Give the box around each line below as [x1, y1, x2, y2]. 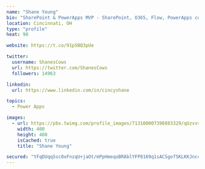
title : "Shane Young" [17, 143, 72, 149]
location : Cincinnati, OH [6, 20, 72, 26]
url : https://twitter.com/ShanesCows [12, 64, 108, 71]
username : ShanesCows [12, 59, 67, 65]
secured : [6, 154, 29, 160]
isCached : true [17, 137, 56, 143]
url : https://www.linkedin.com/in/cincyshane [12, 87, 130, 93]
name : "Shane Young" [6, 9, 59, 15]
